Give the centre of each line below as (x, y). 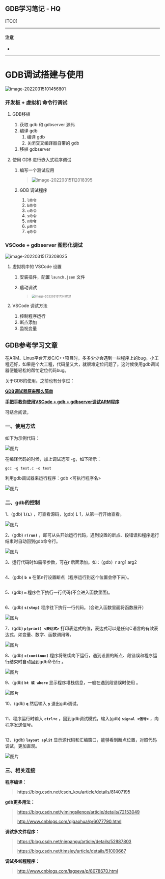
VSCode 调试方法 (30, 305)
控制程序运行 (32, 316)
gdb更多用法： (20, 802)
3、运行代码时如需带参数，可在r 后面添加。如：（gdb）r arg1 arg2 (71, 562)
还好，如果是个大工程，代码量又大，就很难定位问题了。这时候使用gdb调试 (84, 364)
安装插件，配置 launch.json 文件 (52, 277)
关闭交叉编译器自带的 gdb (53, 143)
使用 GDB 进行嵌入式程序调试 (42, 160)
